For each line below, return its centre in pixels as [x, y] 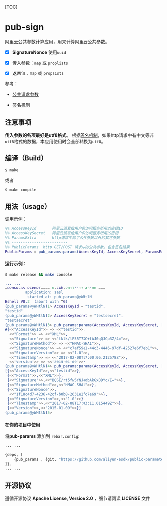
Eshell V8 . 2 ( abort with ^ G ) [37, 302]
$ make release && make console [39, 274]
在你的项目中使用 [23, 425]
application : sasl [44, 292]
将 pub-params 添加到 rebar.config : [42, 436]
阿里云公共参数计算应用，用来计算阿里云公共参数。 [57, 41]
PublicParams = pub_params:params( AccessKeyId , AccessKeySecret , [74, 252]
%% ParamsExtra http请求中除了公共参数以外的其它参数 [63, 238]
